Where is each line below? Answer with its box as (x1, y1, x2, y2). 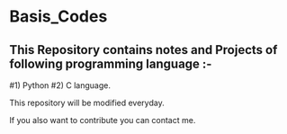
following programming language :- (9, 56, 212, 71)
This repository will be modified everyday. (9, 97, 165, 108)
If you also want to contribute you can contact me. (9, 115, 196, 125)
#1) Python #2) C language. (9, 80, 111, 91)
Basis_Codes (9, 6, 108, 27)
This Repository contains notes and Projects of (9, 42, 278, 58)
